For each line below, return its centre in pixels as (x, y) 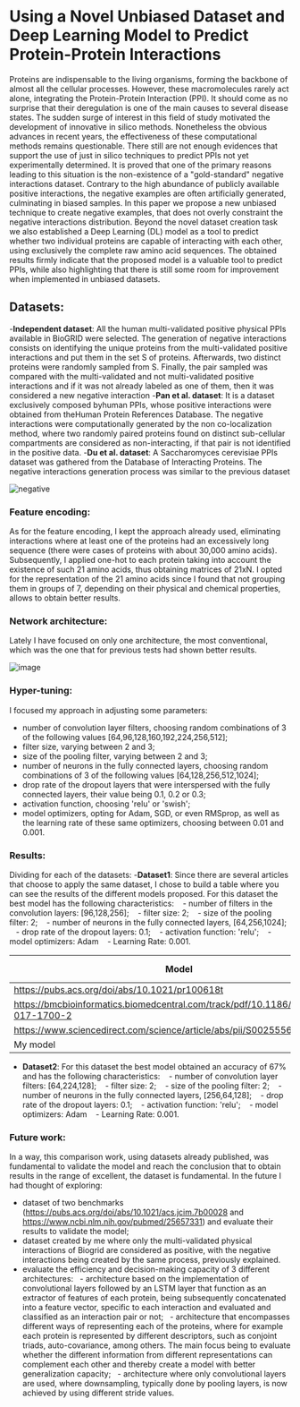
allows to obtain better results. (65, 598)
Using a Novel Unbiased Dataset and (147, 17)
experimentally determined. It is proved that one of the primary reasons (141, 165)
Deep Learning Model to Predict (129, 35)
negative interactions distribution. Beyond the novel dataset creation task (144, 222)
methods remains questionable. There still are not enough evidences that (144, 146)
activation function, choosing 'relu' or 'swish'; (106, 804)
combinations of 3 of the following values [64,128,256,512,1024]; (140, 775)
